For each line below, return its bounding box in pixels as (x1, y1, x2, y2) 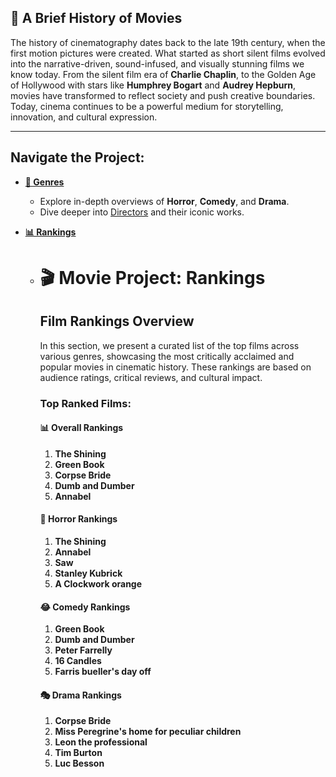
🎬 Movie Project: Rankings (39, 266, 266, 289)
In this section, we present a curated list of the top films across (39, 339, 300, 351)
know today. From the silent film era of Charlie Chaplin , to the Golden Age (10, 68, 317, 80)
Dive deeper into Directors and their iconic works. (39, 206, 245, 218)
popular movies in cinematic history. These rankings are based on (39, 361, 312, 373)
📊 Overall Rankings (39, 422, 124, 434)
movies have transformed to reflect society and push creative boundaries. (10, 89, 316, 101)
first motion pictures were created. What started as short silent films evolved (10, 47, 326, 59)
